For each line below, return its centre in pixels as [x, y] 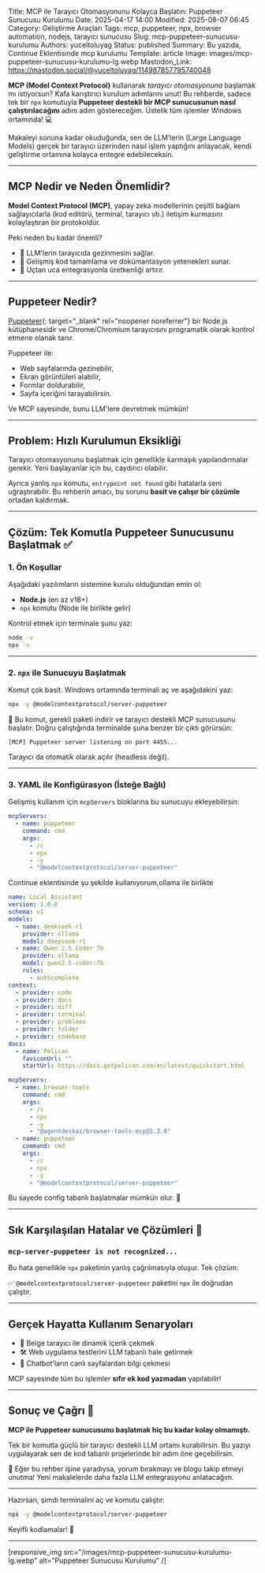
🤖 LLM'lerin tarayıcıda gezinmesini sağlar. [87, 252]
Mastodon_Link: [166, 62]
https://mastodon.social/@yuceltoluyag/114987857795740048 [110, 70]
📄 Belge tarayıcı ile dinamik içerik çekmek [87, 1343]
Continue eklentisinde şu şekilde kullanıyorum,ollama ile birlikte [111, 883]
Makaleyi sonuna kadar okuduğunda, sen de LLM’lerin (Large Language [125, 138]
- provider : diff [44, 1007]
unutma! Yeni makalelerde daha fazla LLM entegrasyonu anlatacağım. [121, 1477]
